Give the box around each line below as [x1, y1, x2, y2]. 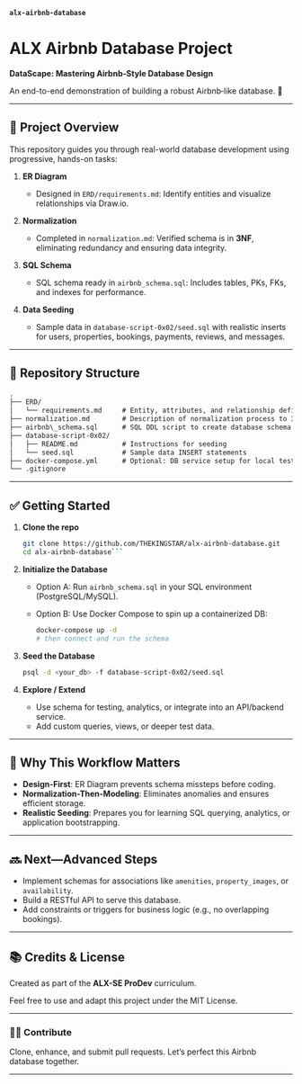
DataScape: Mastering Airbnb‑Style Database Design [9, 67, 214, 78]
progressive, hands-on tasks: [9, 153, 119, 164]
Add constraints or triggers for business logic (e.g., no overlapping [22, 904, 270, 915]
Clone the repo [22, 522, 79, 533]
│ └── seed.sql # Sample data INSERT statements [9, 448, 247, 457]
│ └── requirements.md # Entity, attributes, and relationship [9, 406, 276, 416]
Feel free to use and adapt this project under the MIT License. [9, 995, 238, 1006]
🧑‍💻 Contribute [9, 1026, 72, 1038]
